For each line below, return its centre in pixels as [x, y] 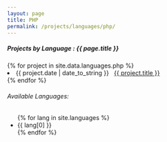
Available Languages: [38, 96]
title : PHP [23, 20]
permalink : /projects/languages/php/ [61, 26]
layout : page [26, 13]
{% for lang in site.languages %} [63, 117]
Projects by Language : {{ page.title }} [63, 48]
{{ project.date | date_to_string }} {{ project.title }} [88, 73]
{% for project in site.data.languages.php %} [71, 65]
